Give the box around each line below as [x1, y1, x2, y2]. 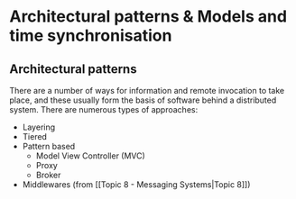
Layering [22, 122, 56, 132]
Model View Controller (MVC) [35, 150, 146, 161]
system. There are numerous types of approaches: [9, 104, 199, 114]
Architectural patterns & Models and [9, 6, 287, 27]
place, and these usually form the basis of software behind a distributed [9, 95, 277, 105]
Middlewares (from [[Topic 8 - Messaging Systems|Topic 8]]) [22, 179, 251, 190]
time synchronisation [9, 25, 172, 46]
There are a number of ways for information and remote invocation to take [9, 86, 285, 95]
